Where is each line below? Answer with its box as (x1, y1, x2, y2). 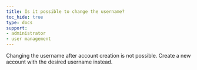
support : (6, 25, 28, 31)
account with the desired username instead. (6, 58, 113, 65)
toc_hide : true (6, 14, 44, 20)
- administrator (6, 31, 46, 36)
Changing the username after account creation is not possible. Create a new (6, 52, 191, 59)
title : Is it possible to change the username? (6, 8, 125, 15)
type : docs (6, 19, 33, 25)
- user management (6, 36, 51, 42)
